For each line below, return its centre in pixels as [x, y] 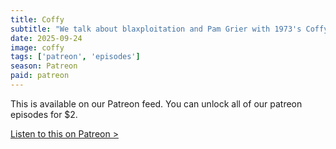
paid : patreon [40, 76]
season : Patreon [44, 66]
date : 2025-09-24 [46, 38]
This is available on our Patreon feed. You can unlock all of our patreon [156, 103]
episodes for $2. [44, 114]
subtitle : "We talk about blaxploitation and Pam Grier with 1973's [156, 29]
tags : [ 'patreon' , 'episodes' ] [75, 57]
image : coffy [37, 47]
